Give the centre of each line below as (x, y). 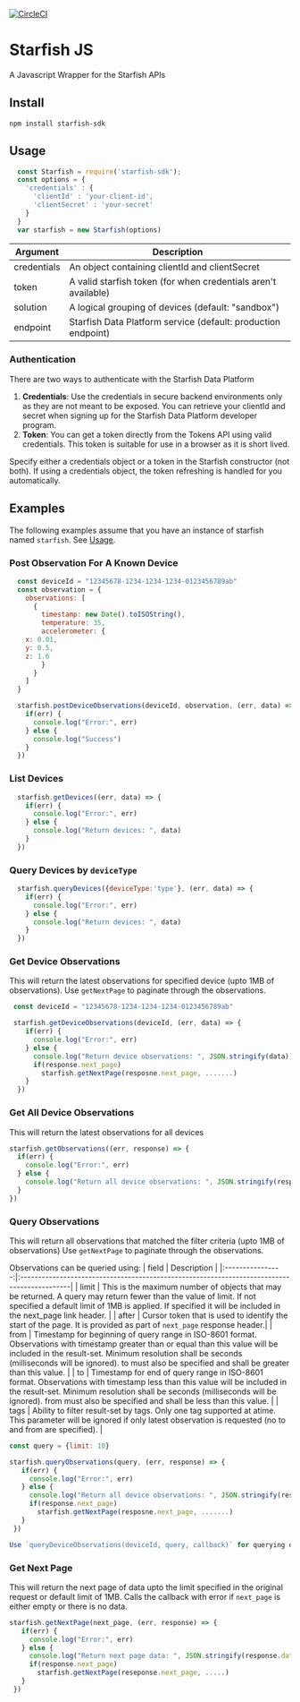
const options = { (52, 180)
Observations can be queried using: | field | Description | (114, 1268)
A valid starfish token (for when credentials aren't (173, 281)
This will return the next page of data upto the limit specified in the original (146, 1587)
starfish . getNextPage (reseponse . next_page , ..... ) (133, 1673)
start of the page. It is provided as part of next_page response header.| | (141, 1324)
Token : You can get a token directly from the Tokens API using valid (147, 434)
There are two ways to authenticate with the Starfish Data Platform (132, 379)
